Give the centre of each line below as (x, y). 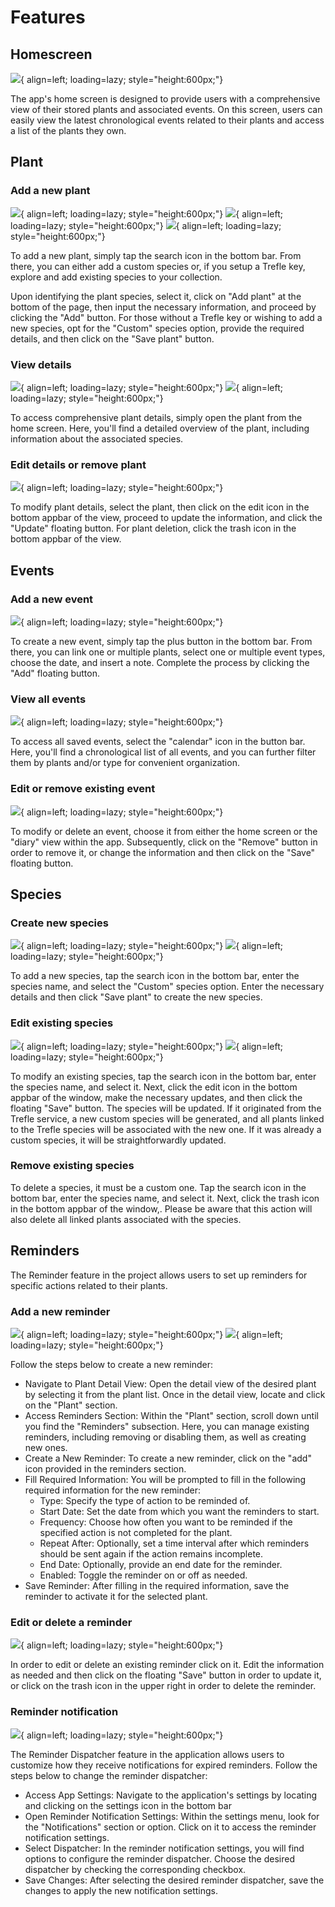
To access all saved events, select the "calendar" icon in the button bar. (158, 742)
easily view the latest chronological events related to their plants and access (167, 120)
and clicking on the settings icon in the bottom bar (128, 1805)
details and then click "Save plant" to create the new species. (136, 997)
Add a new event (52, 599)
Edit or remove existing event (83, 789)
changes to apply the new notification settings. (121, 1890)
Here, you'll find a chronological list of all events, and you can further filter (163, 752)
